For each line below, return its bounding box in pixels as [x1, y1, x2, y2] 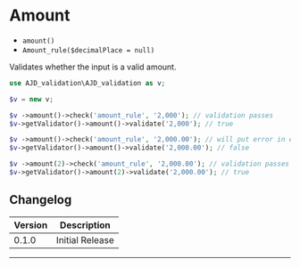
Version [13, 219, 48, 231]
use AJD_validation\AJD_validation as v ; [9, 78, 166, 87]
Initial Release [56, 233, 114, 246]
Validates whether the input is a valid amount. [9, 61, 177, 72]
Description [59, 219, 112, 231]
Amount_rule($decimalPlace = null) [21, 45, 155, 54]
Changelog [9, 192, 72, 207]
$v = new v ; [9, 94, 54, 103]
